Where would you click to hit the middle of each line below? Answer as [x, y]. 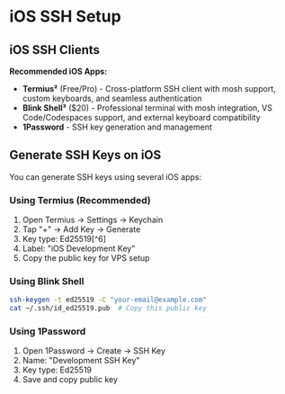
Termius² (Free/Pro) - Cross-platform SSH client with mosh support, [149, 89]
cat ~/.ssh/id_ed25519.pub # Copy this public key [108, 309]
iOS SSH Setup [65, 17]
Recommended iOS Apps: [58, 71]
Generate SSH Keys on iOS [85, 155]
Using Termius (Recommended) [80, 200]
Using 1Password [48, 332]
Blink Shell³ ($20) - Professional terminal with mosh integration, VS [147, 108]
